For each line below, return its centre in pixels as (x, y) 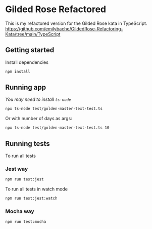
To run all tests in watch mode (37, 189)
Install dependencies (27, 62)
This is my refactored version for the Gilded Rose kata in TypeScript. (76, 23)
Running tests (28, 144)
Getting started (30, 50)
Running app (26, 87)
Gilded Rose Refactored (56, 9)
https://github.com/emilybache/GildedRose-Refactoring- (64, 28)
